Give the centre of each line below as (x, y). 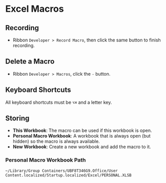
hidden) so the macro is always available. (56, 142)
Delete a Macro (30, 62)
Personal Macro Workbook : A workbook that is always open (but (82, 136)
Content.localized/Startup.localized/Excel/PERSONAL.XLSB (68, 175)
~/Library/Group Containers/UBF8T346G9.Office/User (61, 171)
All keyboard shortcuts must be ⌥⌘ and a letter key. (59, 102)
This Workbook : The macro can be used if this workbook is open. (82, 130)
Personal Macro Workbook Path (46, 160)
